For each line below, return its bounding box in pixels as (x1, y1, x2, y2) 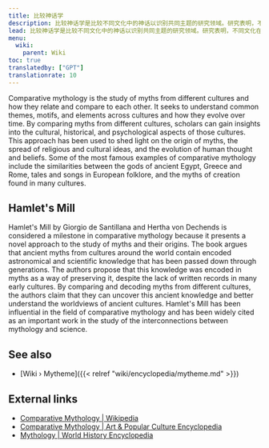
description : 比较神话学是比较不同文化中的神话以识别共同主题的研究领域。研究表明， (8, 19, 258, 27)
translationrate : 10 (8, 71, 78, 79)
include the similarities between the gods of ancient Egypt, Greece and (8, 161, 243, 170)
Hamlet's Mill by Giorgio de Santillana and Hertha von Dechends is (8, 222, 227, 232)
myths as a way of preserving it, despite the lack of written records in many (8, 274, 258, 283)
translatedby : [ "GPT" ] (8, 64, 84, 72)
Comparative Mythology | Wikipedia (19, 414, 139, 423)
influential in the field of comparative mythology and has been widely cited (8, 307, 255, 317)
